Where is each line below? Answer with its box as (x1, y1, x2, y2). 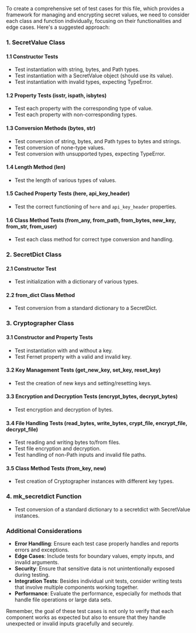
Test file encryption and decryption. (14, 445, 101, 452)
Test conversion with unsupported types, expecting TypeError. (14, 150, 166, 157)
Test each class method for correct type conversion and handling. (14, 236, 174, 243)
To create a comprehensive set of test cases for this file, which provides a (6, 5, 184, 12)
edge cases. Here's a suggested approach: (6, 23, 110, 31)
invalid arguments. (14, 559, 60, 565)
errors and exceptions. (14, 546, 70, 553)
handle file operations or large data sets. (14, 596, 112, 603)
